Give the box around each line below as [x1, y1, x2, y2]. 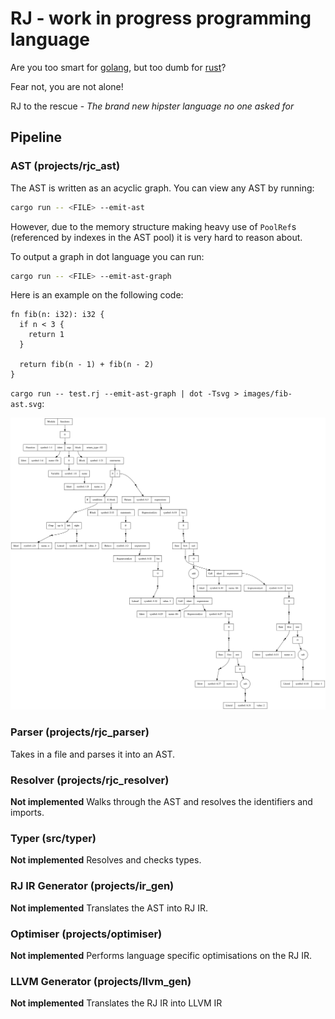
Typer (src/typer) [10, 831, 97, 845]
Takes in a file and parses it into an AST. [10, 748, 176, 760]
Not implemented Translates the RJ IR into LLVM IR [10, 997, 223, 1009]
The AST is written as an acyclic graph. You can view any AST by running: [10, 182, 315, 194]
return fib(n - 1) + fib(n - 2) [19, 360, 155, 370]
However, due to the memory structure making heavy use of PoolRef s [10, 220, 297, 232]
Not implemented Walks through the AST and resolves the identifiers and [10, 796, 313, 808]
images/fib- [243, 389, 293, 399]
